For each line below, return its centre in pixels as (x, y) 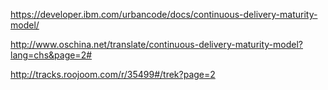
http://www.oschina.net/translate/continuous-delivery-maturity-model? (156, 44)
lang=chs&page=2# (51, 55)
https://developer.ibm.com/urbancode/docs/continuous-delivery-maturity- (164, 14)
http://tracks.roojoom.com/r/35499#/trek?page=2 (113, 74)
